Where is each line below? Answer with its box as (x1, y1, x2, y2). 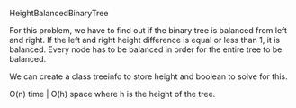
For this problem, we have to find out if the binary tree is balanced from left (9, 25, 288, 35)
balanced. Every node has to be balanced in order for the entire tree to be (9, 44, 283, 55)
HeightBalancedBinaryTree (9, 8, 109, 18)
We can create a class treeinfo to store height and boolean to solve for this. (9, 71, 288, 82)
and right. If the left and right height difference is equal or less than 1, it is (9, 35, 281, 45)
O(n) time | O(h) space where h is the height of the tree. (9, 89, 216, 99)
